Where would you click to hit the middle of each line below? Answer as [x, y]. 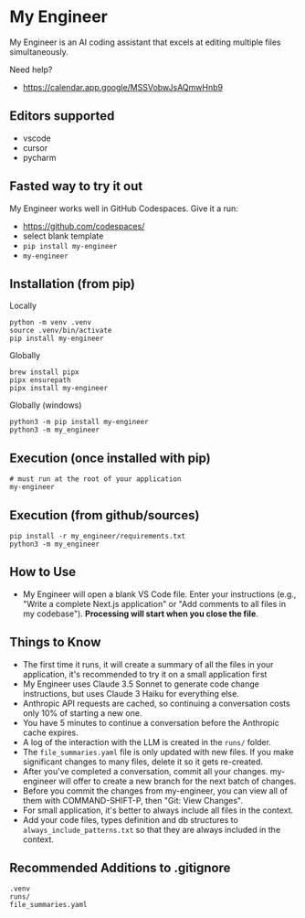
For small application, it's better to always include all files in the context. [158, 810]
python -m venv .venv [51, 323]
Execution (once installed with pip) [110, 458]
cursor [35, 147]
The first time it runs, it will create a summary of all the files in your [148, 664]
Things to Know [55, 642]
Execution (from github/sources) [105, 515]
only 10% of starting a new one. [82, 713]
